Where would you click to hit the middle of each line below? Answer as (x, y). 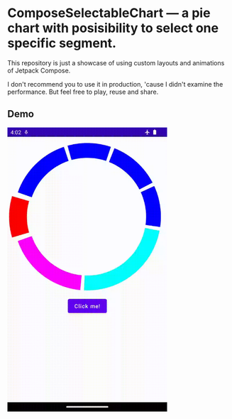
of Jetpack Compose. (39, 70)
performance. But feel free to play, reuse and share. (83, 92)
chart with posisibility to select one (113, 28)
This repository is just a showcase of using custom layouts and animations (116, 62)
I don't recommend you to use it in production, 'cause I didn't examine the (115, 84)
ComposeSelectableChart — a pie (109, 13)
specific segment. (62, 43)
